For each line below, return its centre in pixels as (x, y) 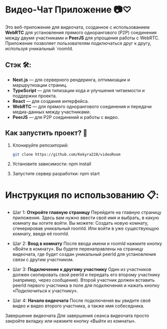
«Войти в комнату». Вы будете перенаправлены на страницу (78, 249)
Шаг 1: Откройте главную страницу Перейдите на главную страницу (87, 213)
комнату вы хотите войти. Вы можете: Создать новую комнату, (80, 223)
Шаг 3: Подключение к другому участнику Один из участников (82, 270)
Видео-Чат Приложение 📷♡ (68, 10)
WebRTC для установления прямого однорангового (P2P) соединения (81, 32)
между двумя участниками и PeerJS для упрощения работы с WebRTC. (82, 38)
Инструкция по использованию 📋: (82, 195)
